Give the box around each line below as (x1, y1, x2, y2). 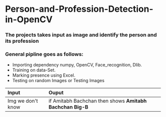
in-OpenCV (5, 14, 53, 25)
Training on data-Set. (12, 67, 56, 73)
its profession (5, 38, 39, 45)
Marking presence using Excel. (12, 72, 76, 78)
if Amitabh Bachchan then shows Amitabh (48, 97, 147, 104)
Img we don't (7, 97, 38, 104)
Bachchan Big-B (48, 104, 88, 111)
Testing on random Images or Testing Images (12, 78, 105, 84)
